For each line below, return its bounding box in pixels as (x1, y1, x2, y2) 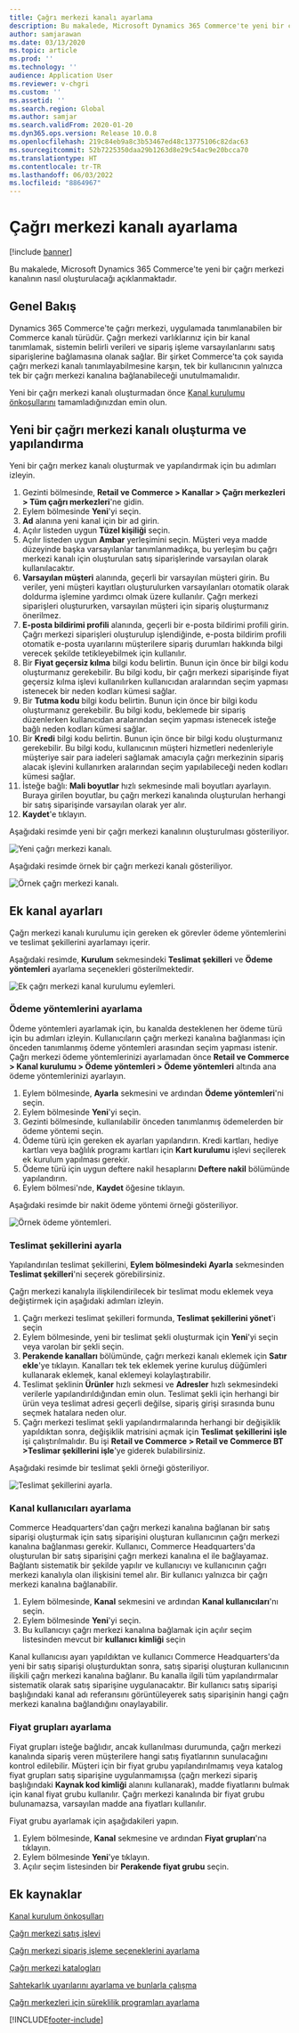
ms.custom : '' (9, 87, 62, 96)
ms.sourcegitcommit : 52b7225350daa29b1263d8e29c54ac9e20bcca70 (9, 145, 249, 154)
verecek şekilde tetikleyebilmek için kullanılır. (21, 648, 187, 658)
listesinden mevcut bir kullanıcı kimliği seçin (21, 1634, 186, 1645)
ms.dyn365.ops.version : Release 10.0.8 (9, 129, 158, 138)
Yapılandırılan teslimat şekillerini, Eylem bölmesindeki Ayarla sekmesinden (9, 1260, 285, 1270)
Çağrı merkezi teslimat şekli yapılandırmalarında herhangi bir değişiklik (21, 1417, 281, 1428)
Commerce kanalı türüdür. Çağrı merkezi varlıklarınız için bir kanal (9, 331, 251, 343)
